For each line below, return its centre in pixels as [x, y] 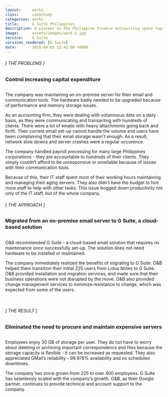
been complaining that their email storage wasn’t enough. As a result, [77, 137]
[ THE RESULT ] [21, 311]
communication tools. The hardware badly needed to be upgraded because [83, 100]
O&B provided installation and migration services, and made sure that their [82, 273]
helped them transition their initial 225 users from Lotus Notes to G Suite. [80, 268]
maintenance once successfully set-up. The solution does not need [74, 248]
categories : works [24, 19]
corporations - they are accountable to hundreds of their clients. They [77, 157]
